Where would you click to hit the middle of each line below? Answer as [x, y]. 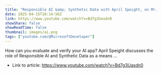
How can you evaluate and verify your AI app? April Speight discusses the [79, 50]
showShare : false [23, 23]
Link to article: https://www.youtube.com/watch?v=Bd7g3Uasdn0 [78, 65]
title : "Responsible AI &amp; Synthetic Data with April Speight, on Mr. [81, 9]
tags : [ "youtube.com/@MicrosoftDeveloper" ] [50, 37]
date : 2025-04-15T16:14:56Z [34, 14]
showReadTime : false [26, 28]
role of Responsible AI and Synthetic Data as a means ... [61, 55]
